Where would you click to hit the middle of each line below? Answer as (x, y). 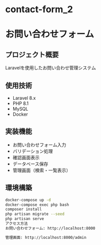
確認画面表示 (26, 157)
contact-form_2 (39, 9)
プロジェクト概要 (32, 55)
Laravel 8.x (24, 98)
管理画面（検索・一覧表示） (42, 170)
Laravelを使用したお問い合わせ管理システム (51, 68)
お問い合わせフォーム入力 (39, 145)
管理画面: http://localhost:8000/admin (46, 237)
